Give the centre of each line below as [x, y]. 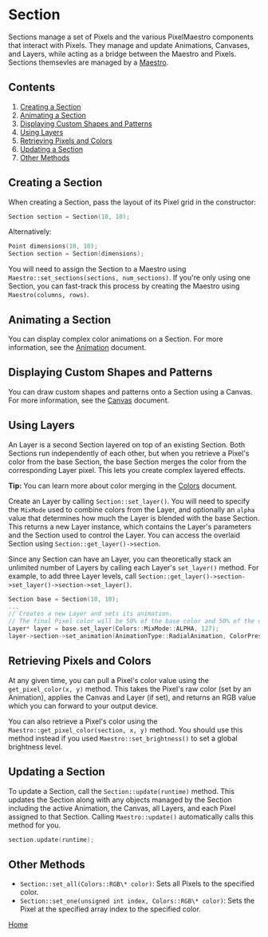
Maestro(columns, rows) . [49, 295]
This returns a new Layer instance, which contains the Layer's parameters [130, 526]
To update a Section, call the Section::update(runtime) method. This [122, 791]
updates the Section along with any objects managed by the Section [120, 800]
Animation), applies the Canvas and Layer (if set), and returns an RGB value [132, 697]
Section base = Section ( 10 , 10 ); [64, 599]
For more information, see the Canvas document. [89, 400]
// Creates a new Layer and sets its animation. [91, 614]
